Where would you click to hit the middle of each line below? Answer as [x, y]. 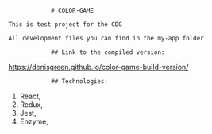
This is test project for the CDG [66, 25]
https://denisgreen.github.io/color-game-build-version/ [98, 67]
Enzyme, [34, 121]
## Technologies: [79, 82]
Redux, [31, 105]
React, [30, 96]
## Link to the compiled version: [108, 52]
